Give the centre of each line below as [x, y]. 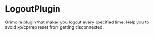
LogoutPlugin [33, 9]
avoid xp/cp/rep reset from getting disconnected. [54, 27]
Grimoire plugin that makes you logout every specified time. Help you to [77, 22]
